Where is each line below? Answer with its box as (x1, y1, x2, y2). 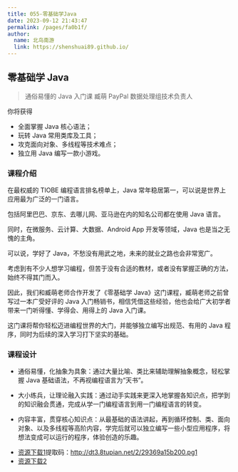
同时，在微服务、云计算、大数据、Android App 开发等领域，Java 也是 (7, 225, 212, 234)
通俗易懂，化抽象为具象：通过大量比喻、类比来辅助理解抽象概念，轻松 (17, 367, 224, 376)
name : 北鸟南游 (14, 37, 55, 44)
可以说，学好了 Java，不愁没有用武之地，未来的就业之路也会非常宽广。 (7, 249, 217, 258)
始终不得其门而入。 (7, 273, 64, 282)
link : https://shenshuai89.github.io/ (14, 43, 130, 51)
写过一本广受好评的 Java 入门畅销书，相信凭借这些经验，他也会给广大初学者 (7, 297, 232, 306)
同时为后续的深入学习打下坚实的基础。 (19, 330, 133, 339)
